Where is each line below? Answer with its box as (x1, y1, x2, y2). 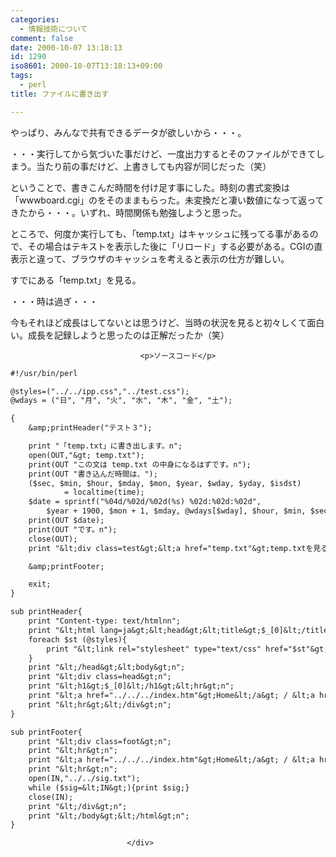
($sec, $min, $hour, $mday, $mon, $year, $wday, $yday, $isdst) (28, 478, 302, 488)
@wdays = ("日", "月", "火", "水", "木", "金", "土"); (10, 396, 233, 406)
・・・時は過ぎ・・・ (10, 295, 98, 307)
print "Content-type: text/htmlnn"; (28, 616, 182, 626)
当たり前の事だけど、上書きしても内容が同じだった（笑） (36, 160, 272, 172)
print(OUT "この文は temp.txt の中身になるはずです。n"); (28, 459, 252, 470)
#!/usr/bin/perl (10, 368, 78, 378)
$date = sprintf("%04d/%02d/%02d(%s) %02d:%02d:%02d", (28, 497, 262, 507)
